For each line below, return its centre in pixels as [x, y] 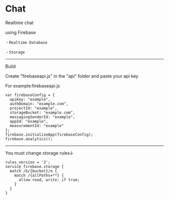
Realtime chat [19, 23]
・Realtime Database [26, 42]
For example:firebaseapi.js [33, 85]
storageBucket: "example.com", [43, 113]
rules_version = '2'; [28, 162]
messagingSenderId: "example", [43, 117]
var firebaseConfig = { [30, 95]
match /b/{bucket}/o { [33, 171]
